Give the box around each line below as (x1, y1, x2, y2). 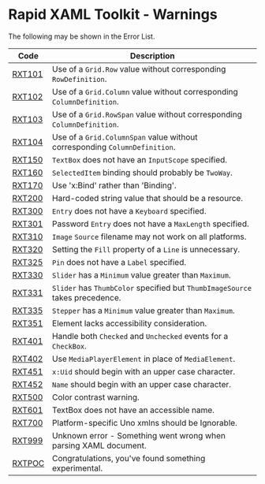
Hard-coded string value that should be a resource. (52, 192, 243, 203)
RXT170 (12, 180, 43, 191)
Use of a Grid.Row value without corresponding (52, 63, 226, 74)
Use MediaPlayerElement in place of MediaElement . (52, 353, 236, 364)
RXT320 (12, 244, 43, 255)
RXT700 (12, 417, 43, 428)
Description (129, 50, 175, 61)
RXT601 (12, 404, 43, 415)
